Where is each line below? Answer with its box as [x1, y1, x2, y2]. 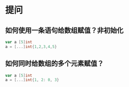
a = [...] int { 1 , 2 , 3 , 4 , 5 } [5, 44, 57, 49]
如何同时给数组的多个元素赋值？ [5, 59, 104, 68]
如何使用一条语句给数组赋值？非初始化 [5, 26, 123, 34]
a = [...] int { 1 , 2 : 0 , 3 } [5, 77, 59, 82]
